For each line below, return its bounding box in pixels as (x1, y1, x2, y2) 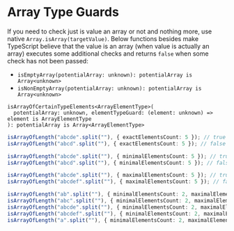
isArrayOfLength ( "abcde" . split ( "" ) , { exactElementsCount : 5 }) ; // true (7, 134, 226, 141)
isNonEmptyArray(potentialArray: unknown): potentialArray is (17, 85, 202, 92)
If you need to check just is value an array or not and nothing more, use (7, 27, 212, 35)
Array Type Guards (7, 4, 120, 20)
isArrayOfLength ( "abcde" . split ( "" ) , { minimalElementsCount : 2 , (7, 203, 198, 211)
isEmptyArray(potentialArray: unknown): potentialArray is (17, 71, 193, 79)
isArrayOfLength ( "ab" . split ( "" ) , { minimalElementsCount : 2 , (7, 191, 189, 198)
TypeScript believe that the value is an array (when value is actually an (7, 42, 210, 50)
